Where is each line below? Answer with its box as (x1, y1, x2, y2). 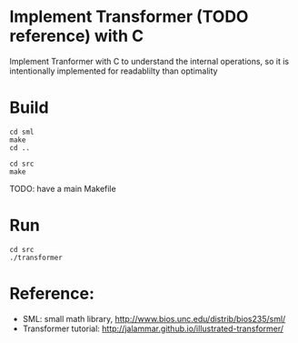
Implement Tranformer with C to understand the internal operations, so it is (9, 55, 289, 66)
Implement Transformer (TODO (9, 6, 249, 27)
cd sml (9, 127, 35, 136)
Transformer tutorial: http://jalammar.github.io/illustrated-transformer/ (22, 323, 284, 334)
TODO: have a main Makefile (9, 183, 116, 194)
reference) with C (9, 25, 144, 46)
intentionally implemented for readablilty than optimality (9, 66, 218, 76)
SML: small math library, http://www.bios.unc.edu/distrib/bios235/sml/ (22, 313, 286, 324)
